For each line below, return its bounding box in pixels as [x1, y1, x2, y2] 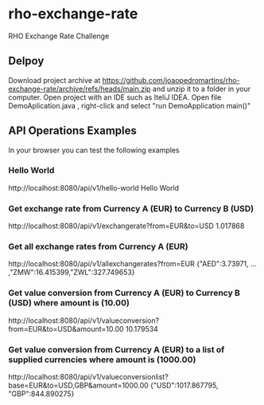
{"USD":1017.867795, [149, 380, 219, 391]
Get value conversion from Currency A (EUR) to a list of [8, 344, 225, 355]
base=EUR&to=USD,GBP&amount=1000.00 [8, 380, 149, 391]
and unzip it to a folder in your [152, 84, 251, 93]
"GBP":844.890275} [8, 389, 75, 399]
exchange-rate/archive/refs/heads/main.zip [8, 84, 151, 93]
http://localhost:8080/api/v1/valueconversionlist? [8, 372, 169, 382]
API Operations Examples [8, 124, 138, 138]
